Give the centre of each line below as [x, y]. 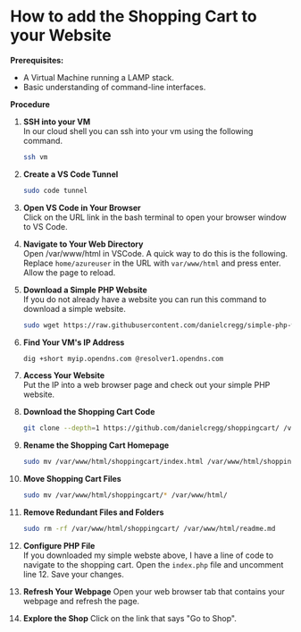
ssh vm [35, 157]
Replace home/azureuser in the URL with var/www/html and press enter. [152, 263]
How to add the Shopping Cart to [134, 17]
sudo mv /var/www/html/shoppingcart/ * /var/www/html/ [125, 495]
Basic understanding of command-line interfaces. [114, 87]
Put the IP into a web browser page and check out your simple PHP [146, 385]
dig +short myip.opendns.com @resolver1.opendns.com [123, 358]
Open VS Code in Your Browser [82, 207]
